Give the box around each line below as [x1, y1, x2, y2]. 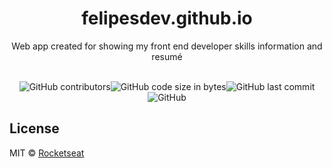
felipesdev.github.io [81, 7, 253, 30]
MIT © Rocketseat [9, 147, 85, 159]
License [9, 120, 60, 137]
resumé [151, 50, 183, 62]
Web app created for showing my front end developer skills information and [11, 40, 323, 52]
